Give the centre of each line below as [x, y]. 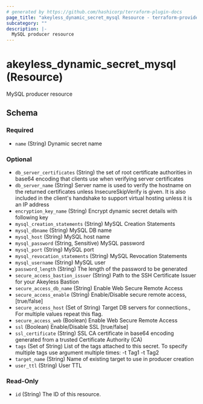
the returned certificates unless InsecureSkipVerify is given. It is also [100, 192]
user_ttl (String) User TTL [48, 366]
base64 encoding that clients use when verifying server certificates [99, 179]
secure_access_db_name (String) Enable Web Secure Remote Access [99, 288]
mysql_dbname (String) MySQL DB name [63, 230]
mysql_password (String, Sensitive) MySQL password [80, 243]
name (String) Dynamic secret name [59, 144]
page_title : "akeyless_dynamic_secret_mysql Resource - [78, 18]
